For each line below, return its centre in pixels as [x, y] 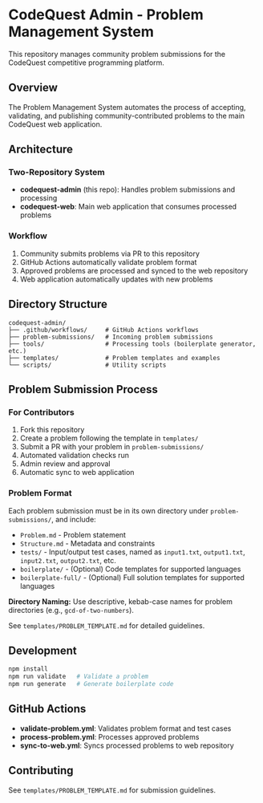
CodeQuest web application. [55, 124]
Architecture [41, 150]
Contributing [41, 771]
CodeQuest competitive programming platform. [86, 63]
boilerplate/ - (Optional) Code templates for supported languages [130, 569]
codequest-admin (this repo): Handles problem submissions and [127, 189]
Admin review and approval [65, 464]
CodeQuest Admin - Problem [106, 15]
